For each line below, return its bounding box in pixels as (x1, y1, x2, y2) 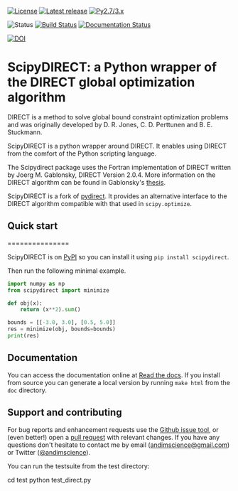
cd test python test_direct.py (7, 475, 91, 484)
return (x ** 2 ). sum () (20, 306, 81, 313)
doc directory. (7, 386, 48, 394)
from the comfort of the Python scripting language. (7, 149, 157, 158)
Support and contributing (7, 406, 122, 419)
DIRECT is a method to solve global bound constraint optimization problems (7, 112, 229, 121)
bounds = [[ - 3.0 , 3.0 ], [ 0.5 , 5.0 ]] (7, 319, 116, 326)
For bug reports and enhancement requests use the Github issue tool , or (7, 425, 219, 433)
